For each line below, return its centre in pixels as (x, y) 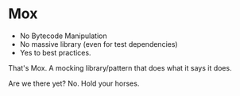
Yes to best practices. (55, 52)
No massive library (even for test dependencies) (99, 44)
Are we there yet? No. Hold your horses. (74, 83)
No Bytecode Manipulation (63, 36)
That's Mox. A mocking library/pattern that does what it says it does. (120, 67)
